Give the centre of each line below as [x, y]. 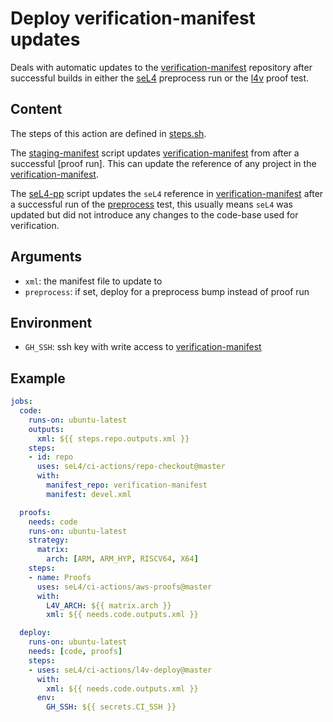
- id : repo [51, 457]
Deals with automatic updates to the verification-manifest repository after [161, 67]
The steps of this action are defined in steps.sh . [108, 133]
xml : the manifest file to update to [93, 281]
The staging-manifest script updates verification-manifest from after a [155, 153]
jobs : [21, 402]
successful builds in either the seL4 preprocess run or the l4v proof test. [160, 78]
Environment [51, 322]
